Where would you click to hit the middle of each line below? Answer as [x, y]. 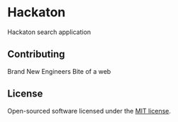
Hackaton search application [49, 32]
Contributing [36, 54]
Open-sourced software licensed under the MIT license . [89, 111]
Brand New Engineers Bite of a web [59, 71]
